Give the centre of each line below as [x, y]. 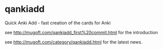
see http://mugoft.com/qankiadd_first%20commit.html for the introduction [81, 32]
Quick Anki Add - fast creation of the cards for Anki [58, 23]
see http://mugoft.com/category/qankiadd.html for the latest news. [73, 42]
